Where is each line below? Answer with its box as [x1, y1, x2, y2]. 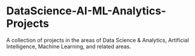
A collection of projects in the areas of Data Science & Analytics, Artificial [6, 36, 190, 43]
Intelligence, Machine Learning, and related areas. [6, 43, 131, 50]
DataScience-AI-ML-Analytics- [6, 4, 167, 18]
